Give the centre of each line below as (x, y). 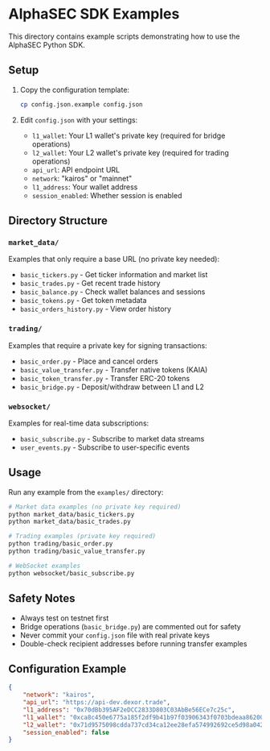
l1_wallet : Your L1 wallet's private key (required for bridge (129, 135)
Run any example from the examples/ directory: (86, 492)
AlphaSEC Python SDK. (47, 44)
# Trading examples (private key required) (82, 537)
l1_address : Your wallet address (85, 187)
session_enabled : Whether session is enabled (107, 195)
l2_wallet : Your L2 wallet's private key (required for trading (130, 152)
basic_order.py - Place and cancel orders (89, 361)
